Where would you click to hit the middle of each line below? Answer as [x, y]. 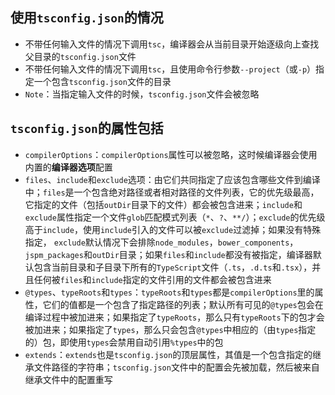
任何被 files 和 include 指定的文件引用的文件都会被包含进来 [152, 279]
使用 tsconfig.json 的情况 [87, 18]
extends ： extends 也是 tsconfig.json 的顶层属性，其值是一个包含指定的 [168, 354]
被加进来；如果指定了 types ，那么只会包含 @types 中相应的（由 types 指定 [170, 329]
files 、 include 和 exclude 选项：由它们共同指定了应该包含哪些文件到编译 [172, 179]
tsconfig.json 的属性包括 [87, 128]
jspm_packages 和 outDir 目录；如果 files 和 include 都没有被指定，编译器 [168, 254]
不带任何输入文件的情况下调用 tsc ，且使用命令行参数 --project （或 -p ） [170, 69]
